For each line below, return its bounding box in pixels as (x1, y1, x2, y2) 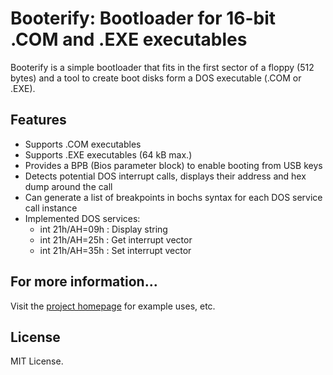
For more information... (10, 273, 158, 291)
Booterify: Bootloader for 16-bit (10, 7, 277, 30)
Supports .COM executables (24, 138, 142, 150)
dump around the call (24, 180, 113, 192)
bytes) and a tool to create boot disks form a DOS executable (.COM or (10, 72, 302, 84)
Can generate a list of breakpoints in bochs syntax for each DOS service (24, 191, 323, 203)
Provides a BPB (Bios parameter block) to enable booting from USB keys (24, 159, 323, 171)
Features (10, 112, 67, 129)
